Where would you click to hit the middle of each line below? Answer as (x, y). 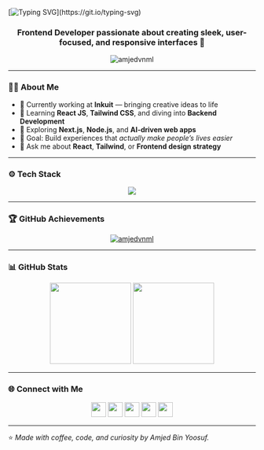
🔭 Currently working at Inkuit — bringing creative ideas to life (119, 104)
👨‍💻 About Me (33, 87)
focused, (76, 42)
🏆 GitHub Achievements (56, 219)
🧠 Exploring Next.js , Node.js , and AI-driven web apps (108, 129)
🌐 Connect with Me (46, 389)
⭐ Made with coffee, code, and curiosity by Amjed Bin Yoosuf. (109, 437)
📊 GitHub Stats (38, 267)
